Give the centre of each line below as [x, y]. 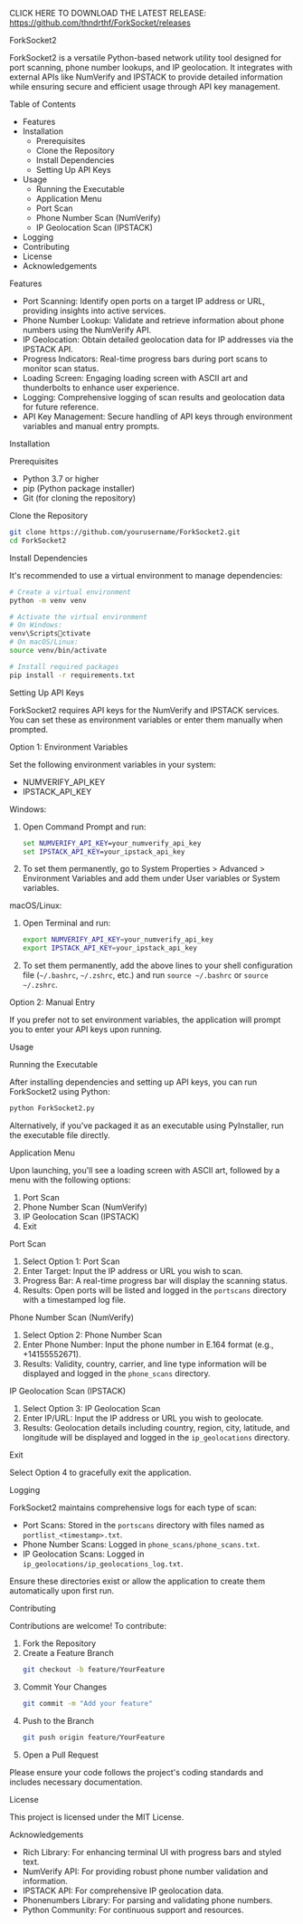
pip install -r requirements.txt [72, 675]
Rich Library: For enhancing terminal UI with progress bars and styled [152, 1852]
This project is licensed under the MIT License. [97, 1817]
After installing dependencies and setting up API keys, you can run [133, 1082]
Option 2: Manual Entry [52, 1002]
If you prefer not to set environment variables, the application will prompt [145, 1020]
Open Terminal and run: [66, 924]
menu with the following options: [70, 1180]
